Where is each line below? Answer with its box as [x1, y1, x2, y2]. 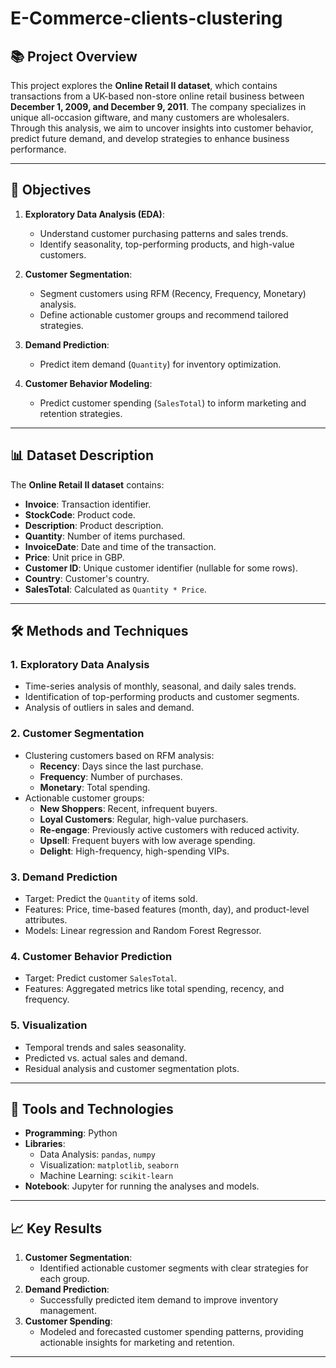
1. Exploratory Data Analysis [10, 657, 150, 671]
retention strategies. [39, 407, 123, 419]
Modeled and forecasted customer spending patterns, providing [39, 1326, 304, 1338]
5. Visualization [10, 1018, 88, 1032]
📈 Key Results [10, 1220, 103, 1237]
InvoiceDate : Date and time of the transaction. [24, 540, 217, 552]
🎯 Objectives [10, 182, 92, 199]
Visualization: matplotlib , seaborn [39, 1159, 179, 1171]
